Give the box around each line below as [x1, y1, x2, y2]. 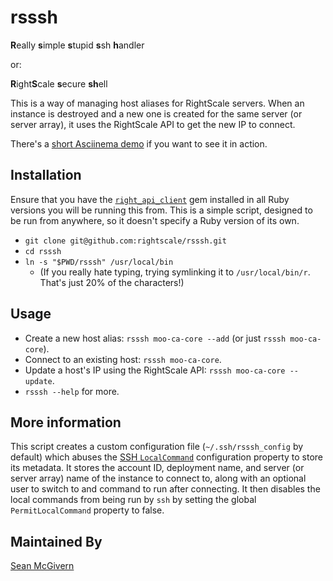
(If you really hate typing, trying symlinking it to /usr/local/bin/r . [39, 266, 311, 278]
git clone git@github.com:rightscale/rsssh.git [24, 236, 227, 246]
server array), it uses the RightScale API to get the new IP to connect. [10, 118, 296, 130]
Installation [10, 167, 82, 184]
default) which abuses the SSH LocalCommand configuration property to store [10, 451, 324, 463]
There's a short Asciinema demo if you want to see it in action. [10, 137, 268, 150]
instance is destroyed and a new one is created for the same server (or [10, 107, 303, 120]
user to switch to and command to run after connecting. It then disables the [10, 483, 321, 495]
